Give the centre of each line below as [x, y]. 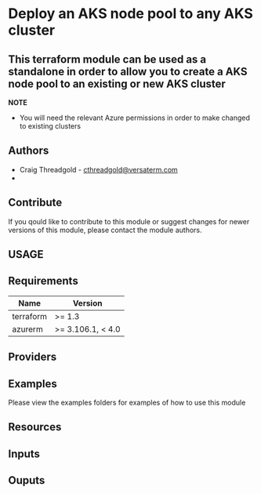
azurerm [27, 329]
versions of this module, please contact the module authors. [105, 230]
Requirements [43, 281]
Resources [35, 427]
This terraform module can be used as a [107, 59]
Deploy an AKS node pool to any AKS [130, 14]
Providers [33, 357]
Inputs [24, 454]
